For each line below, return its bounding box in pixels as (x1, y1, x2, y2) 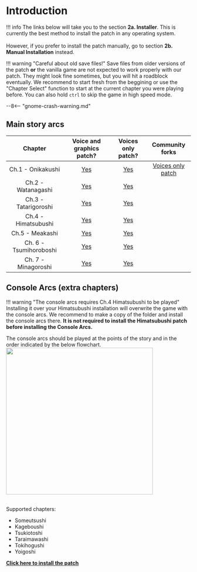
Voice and (72, 137, 101, 145)
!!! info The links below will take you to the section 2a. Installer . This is (6, 23, 176, 31)
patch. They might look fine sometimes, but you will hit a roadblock (6, 72, 168, 79)
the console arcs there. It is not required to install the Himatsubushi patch (6, 317, 188, 324)
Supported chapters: (6, 505, 56, 512)
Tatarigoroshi (16, 203, 53, 211)
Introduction (6, 4, 68, 18)
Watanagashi (16, 186, 53, 194)
